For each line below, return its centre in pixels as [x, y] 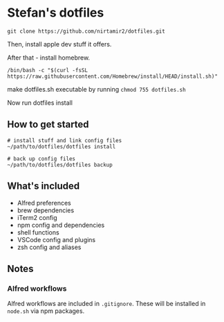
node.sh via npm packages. [46, 311]
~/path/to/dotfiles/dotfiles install [62, 146]
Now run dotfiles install [40, 103]
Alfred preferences [44, 203]
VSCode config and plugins [56, 239]
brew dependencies [46, 210]
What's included [44, 186]
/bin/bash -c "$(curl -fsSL [48, 70]
